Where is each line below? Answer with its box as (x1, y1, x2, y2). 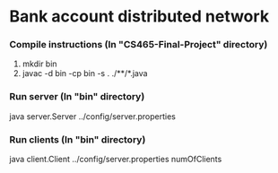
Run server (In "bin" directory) (9, 91, 145, 103)
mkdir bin (22, 58, 57, 69)
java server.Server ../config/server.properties (9, 110, 177, 122)
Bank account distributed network (9, 6, 270, 27)
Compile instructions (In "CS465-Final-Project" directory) (9, 39, 268, 51)
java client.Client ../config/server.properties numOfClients (9, 154, 222, 165)
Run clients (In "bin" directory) (9, 133, 146, 145)
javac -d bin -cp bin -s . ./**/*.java (22, 68, 148, 79)
